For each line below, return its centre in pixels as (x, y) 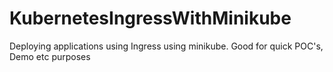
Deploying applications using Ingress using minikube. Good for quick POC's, (166, 46)
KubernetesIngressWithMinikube (150, 18)
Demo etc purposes (50, 56)
